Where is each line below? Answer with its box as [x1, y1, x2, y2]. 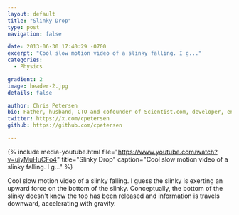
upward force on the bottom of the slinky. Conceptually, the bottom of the [7, 184, 223, 192]
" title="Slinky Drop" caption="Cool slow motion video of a [56, 154, 228, 164]
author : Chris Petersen [7, 102, 78, 109]
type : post [7, 23, 40, 31]
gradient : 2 [7, 75, 43, 83]
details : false [7, 89, 53, 96]
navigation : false [7, 30, 62, 38]
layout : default [7, 10, 55, 18]
